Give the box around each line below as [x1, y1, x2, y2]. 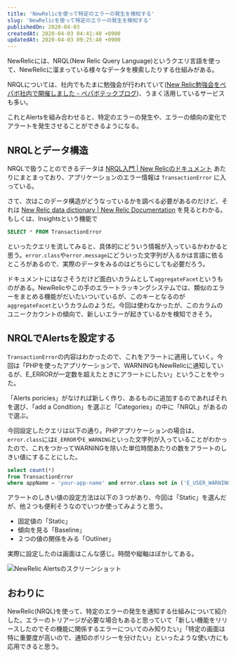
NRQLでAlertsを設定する [7, 332, 116, 345]
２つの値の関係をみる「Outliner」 [17, 535, 114, 543]
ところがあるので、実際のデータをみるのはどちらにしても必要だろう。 [7, 260, 209, 268]
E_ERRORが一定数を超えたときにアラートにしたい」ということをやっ [25, 370, 225, 378]
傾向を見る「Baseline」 [17, 525, 86, 535]
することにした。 [32, 452, 82, 461]
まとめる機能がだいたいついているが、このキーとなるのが [19, 292, 185, 300]
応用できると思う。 [7, 642, 63, 651]
